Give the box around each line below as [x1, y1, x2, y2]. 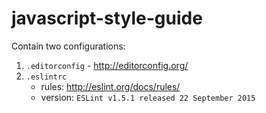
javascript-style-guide [11, 7, 203, 30]
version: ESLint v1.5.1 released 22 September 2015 [40, 91, 256, 103]
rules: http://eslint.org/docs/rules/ [40, 80, 181, 92]
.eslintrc [25, 72, 68, 82]
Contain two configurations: [11, 40, 126, 52]
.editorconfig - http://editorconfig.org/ [25, 59, 189, 71]
